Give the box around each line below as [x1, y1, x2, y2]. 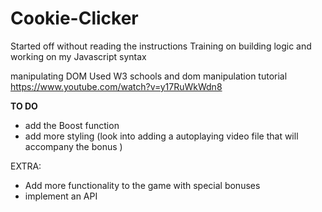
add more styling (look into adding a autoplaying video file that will [24, 130, 299, 142]
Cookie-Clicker [10, 7, 139, 30]
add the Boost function [24, 119, 120, 131]
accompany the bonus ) [24, 140, 123, 152]
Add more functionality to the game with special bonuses [24, 179, 261, 191]
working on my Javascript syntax [10, 50, 147, 62]
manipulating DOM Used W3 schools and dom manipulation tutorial [10, 70, 288, 82]
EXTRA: [10, 160, 42, 172]
